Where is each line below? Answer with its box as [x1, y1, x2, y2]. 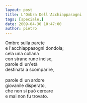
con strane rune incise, [5, 56, 53, 62]
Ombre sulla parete [5, 40, 45, 46]
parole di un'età [5, 61, 38, 67]
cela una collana [5, 51, 39, 57]
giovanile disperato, [5, 82, 46, 88]
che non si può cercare [5, 88, 53, 94]
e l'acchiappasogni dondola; [5, 45, 64, 51]
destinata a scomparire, [5, 66, 54, 73]
